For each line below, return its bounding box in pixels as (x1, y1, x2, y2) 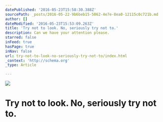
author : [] (5, 16, 28, 21)
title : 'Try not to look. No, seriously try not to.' (5, 26, 119, 31)
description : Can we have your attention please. (5, 30, 110, 35)
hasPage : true (5, 44, 35, 49)
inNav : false (5, 49, 32, 54)
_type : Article (5, 62, 37, 67)
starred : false (5, 35, 37, 40)
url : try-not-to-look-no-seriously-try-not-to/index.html (5, 53, 127, 59)
